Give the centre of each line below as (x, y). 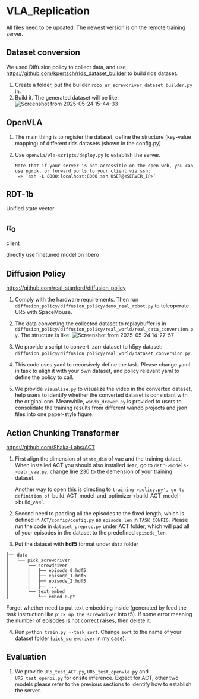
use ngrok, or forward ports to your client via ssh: (83, 171)
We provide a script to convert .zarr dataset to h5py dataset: (89, 347)
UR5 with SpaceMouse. (43, 312)
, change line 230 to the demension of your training (110, 471)
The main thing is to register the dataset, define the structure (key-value (103, 137)
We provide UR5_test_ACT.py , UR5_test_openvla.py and (81, 671)
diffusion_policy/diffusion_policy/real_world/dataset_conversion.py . (103, 353)
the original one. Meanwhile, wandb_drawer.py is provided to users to (98, 402)
